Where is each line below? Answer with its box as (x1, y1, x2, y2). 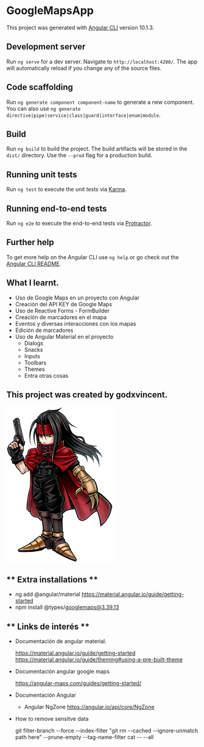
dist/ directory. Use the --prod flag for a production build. (6, 152, 152, 159)
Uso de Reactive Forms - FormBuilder (15, 307, 110, 314)
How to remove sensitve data (15, 715, 89, 723)
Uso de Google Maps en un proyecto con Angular (15, 294, 140, 301)
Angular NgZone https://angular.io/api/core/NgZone (24, 704, 155, 711)
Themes (24, 365, 45, 373)
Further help (6, 237, 55, 248)
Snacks (24, 346, 43, 353)
